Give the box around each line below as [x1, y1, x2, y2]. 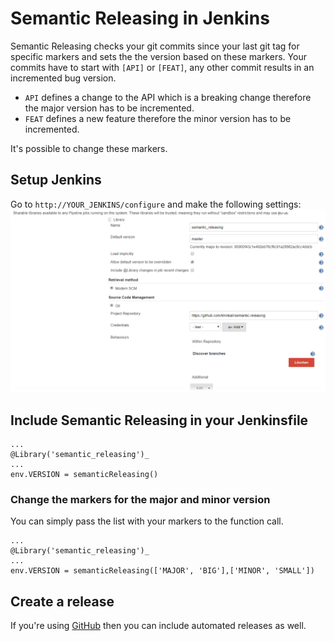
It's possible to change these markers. [10, 142, 168, 154]
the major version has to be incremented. [24, 102, 195, 114]
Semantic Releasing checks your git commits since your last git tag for [10, 40, 300, 52]
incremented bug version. [10, 72, 117, 84]
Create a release [10, 593, 115, 610]
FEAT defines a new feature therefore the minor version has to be [24, 112, 292, 124]
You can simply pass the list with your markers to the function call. [10, 515, 284, 527]
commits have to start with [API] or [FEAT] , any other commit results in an [10, 61, 315, 73]
